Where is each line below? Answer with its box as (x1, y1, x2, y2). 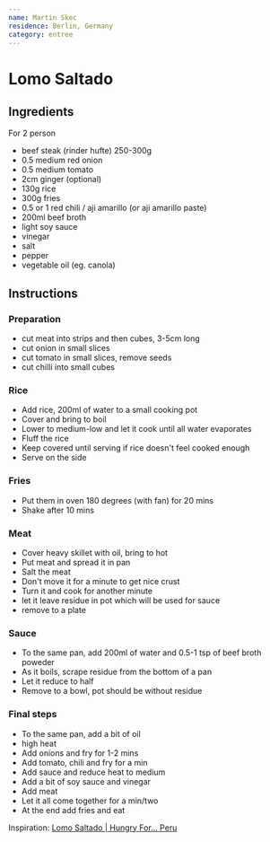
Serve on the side (21, 452, 87, 463)
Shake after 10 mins (21, 504, 95, 515)
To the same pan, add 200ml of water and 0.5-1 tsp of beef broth (21, 647, 262, 658)
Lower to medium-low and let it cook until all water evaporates (21, 424, 252, 434)
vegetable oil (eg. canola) (21, 259, 116, 270)
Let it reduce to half (21, 676, 94, 687)
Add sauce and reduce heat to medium (21, 767, 166, 777)
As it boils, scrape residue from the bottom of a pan (21, 666, 213, 678)
